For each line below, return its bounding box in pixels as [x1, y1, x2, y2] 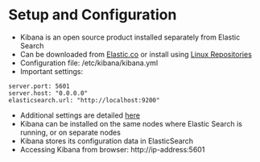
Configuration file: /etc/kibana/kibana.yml [19, 58, 159, 68]
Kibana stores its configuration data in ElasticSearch [19, 135, 194, 146]
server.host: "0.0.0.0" [8, 89, 89, 98]
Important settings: [19, 66, 83, 76]
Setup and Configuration [8, 6, 177, 24]
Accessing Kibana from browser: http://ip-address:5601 [19, 144, 205, 154]
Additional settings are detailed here [19, 110, 141, 120]
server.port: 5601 [8, 82, 70, 90]
